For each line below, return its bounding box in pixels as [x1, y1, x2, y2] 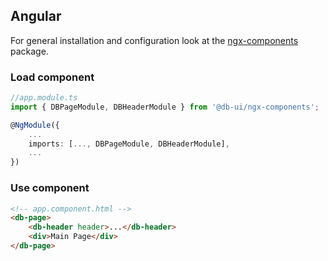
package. [10, 45, 49, 57]
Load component [10, 70, 95, 84]
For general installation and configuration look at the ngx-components [10, 34, 299, 46]
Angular [10, 8, 62, 25]
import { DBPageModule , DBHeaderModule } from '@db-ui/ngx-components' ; [10, 102, 320, 112]
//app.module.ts [10, 93, 78, 103]
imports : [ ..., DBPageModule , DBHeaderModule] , [28, 139, 230, 149]
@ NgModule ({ [10, 120, 60, 130]
